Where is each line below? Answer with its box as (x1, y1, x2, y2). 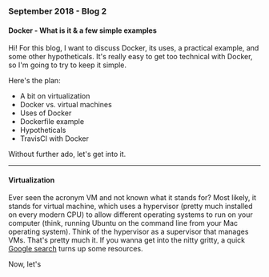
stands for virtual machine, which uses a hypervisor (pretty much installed (8, 202, 254, 211)
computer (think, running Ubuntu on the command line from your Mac (8, 219, 239, 228)
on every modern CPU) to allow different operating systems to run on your (8, 210, 254, 219)
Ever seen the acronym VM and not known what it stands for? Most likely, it (8, 193, 257, 203)
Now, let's (8, 259, 42, 269)
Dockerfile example (19, 117, 85, 126)
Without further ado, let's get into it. (8, 150, 126, 159)
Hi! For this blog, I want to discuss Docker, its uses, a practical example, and (8, 43, 259, 53)
